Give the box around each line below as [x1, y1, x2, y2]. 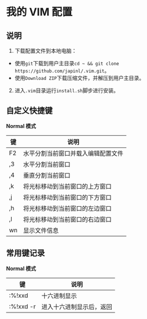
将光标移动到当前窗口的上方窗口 [23, 182, 112, 190]
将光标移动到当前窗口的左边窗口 [23, 204, 112, 212]
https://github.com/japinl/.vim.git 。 [14, 67, 110, 74]
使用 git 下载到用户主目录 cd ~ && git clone [14, 60, 119, 66]
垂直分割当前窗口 [23, 171, 71, 179]
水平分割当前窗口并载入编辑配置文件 [23, 149, 123, 157]
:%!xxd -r [9, 302, 36, 310]
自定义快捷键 [6, 106, 53, 116]
